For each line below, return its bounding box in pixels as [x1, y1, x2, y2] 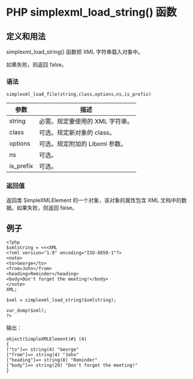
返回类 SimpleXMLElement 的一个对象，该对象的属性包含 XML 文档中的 [6, 196, 182, 204]
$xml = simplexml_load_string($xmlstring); [6, 297, 117, 303]
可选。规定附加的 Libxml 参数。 [38, 140, 127, 148]
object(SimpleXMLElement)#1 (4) [6, 336, 87, 342]
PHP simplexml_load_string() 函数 [6, 5, 177, 19]
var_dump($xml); [6, 308, 47, 314]
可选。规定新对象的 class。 [38, 128, 116, 137]
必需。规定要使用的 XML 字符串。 [38, 118, 134, 126]
